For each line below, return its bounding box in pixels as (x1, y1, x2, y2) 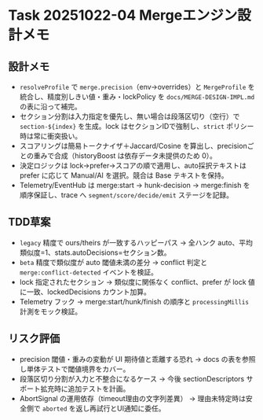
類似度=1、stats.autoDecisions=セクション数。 (19, 248, 171, 257)
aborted (42, 405, 68, 413)
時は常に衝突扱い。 (19, 131, 82, 141)
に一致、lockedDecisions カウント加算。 (19, 287, 152, 297)
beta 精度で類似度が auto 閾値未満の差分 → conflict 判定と (19, 257, 208, 267)
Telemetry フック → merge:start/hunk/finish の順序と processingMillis (19, 297, 250, 306)
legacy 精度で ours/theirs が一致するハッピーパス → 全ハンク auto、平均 (19, 238, 254, 247)
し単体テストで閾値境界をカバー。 (19, 364, 130, 374)
